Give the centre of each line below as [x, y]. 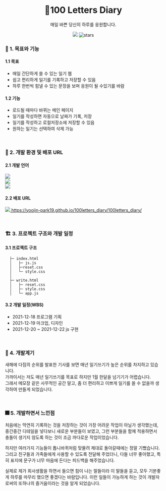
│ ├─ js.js [23, 263]
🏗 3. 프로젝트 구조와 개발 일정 [39, 234]
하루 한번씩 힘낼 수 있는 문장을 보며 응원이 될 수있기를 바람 [68, 86]
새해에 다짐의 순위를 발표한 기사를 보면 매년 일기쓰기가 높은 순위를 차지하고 [77, 365]
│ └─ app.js [24, 293]
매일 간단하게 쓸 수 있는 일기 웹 [42, 73]
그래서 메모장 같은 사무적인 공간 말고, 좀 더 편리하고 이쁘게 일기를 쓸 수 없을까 [80, 383]
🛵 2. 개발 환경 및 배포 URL [34, 152]
